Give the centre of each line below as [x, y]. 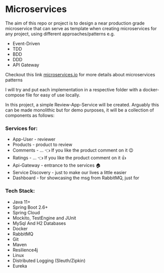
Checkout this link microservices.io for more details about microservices [80, 74]
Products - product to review [42, 145]
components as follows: [30, 115]
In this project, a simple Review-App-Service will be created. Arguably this [82, 104]
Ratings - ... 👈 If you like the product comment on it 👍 [69, 158]
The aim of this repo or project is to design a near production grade [75, 23]
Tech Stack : [20, 191]
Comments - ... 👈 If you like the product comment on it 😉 [73, 150]
